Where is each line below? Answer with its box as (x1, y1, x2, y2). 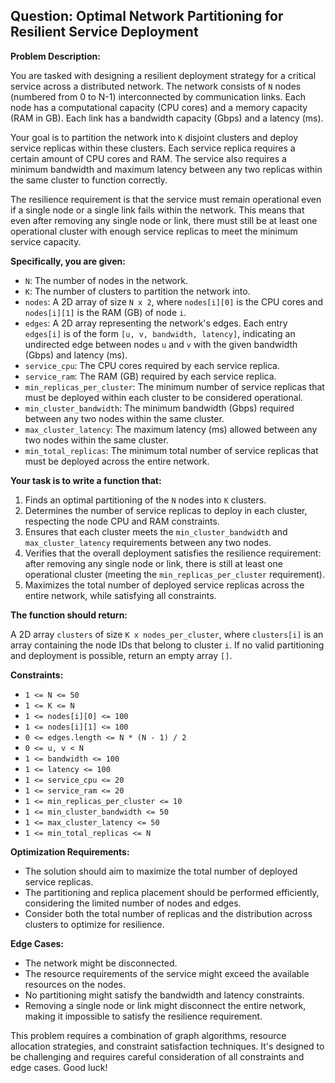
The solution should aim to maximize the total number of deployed (24, 865, 298, 877)
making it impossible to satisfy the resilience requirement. (24, 1010, 263, 1022)
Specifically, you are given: (10, 255, 126, 267)
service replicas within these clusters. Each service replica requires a (10, 142, 296, 154)
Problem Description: (10, 50, 101, 62)
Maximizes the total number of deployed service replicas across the (24, 579, 305, 591)
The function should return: (10, 609, 128, 621)
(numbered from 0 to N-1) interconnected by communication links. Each (10, 90, 307, 103)
